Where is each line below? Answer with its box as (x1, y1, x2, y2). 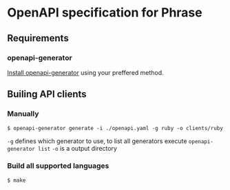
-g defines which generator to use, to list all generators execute (7, 136, 187, 145)
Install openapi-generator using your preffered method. (7, 68, 164, 76)
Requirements (7, 32, 69, 44)
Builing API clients (7, 88, 87, 101)
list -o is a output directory (37, 144, 117, 152)
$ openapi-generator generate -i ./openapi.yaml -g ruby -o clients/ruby (7, 125, 224, 131)
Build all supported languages (7, 161, 109, 171)
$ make (7, 177, 26, 184)
